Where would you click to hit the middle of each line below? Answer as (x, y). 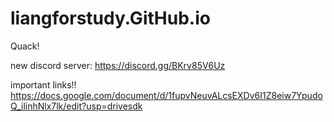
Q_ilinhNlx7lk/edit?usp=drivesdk (76, 106)
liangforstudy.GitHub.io (110, 18)
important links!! (43, 84)
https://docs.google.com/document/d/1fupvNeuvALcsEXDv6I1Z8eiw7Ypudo (166, 95)
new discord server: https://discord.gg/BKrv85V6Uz (118, 65)
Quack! (25, 46)
